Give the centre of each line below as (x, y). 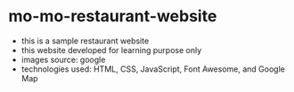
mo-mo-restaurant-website (113, 16)
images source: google (63, 59)
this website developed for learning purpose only (111, 50)
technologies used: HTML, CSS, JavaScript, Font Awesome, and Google (153, 69)
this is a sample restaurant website (85, 41)
